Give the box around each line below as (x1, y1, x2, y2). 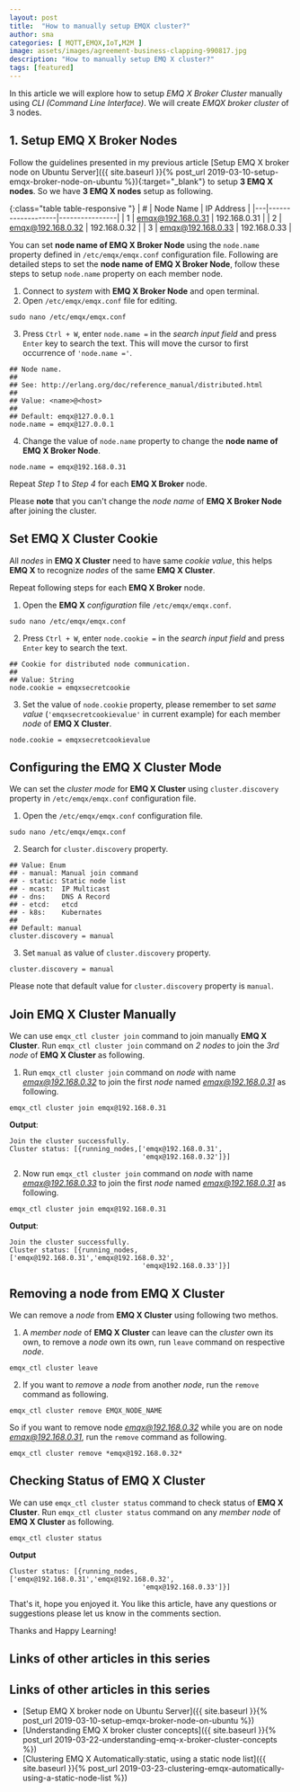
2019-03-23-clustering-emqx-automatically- (119, 1762, 285, 1773)
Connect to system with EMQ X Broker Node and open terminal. (22, 285, 260, 297)
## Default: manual (9, 924, 83, 933)
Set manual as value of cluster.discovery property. (22, 947, 211, 958)
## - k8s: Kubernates (9, 909, 102, 918)
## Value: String (9, 675, 75, 684)
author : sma (9, 30, 54, 39)
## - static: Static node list (9, 877, 127, 886)
